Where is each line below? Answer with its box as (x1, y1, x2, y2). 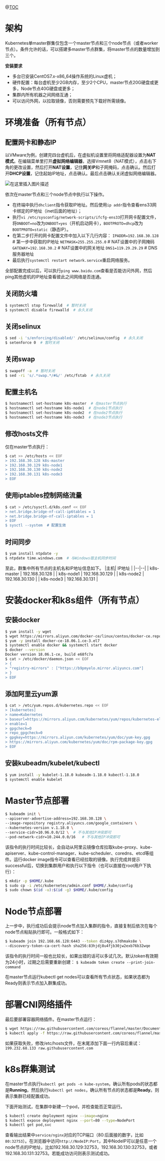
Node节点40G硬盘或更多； (21, 86, 75, 92)
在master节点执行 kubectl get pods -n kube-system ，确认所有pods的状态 (5, 1081, 154, 1087)
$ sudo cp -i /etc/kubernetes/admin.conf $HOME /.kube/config (5, 883, 133, 888)
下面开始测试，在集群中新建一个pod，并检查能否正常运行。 (5, 1103, 125, 1109)
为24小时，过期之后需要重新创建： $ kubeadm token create (5, 959, 125, 965)
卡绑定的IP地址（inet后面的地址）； (12, 208, 82, 214)
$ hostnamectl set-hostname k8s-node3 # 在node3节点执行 (5, 415, 123, 420)
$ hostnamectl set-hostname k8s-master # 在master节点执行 (5, 401, 127, 406)
